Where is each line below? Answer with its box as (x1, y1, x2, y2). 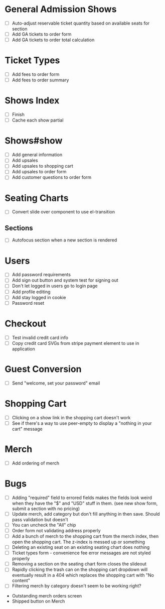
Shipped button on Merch (12, 598, 65, 604)
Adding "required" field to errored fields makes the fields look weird (12, 495, 152, 501)
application (12, 345, 36, 352)
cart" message (12, 426, 43, 432)
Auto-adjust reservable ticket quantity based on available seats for (12, 20, 150, 26)
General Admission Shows (5, 4, 117, 15)
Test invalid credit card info (12, 334, 69, 340)
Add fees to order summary (12, 77, 69, 83)
